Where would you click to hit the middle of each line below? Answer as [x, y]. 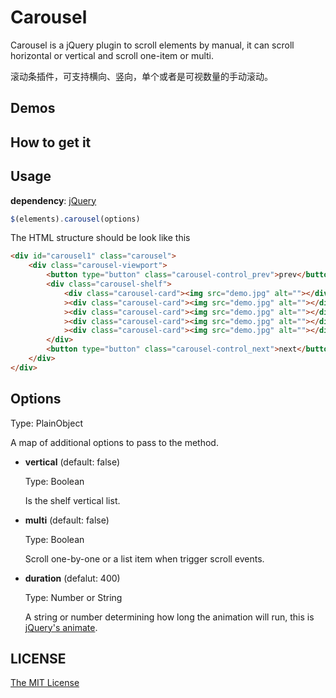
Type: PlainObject [46, 423]
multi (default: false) [67, 520]
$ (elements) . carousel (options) [75, 219]
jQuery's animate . [61, 627]
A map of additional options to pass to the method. [114, 442]
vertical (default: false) [72, 462]
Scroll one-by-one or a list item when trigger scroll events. [144, 558]
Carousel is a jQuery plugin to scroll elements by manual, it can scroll [152, 45]
